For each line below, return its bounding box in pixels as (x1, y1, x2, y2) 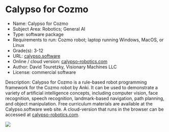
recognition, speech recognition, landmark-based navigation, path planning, (5, 95, 164, 101)
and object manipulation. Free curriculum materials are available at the (5, 100, 153, 107)
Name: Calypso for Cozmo (12, 20, 69, 27)
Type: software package (12, 31, 64, 37)
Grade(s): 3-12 (12, 47, 44, 54)
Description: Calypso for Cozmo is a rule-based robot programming (5, 79, 147, 85)
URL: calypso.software (12, 52, 61, 59)
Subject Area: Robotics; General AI (12, 25, 86, 32)
